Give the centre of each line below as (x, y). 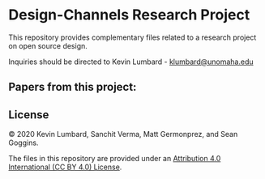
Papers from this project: (73, 87)
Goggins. (24, 143)
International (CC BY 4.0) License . (65, 167)
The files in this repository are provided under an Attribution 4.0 (115, 159)
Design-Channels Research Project (129, 15)
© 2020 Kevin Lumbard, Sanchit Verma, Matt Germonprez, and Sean (123, 134)
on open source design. (48, 45)
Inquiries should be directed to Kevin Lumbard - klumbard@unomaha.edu (131, 62)
